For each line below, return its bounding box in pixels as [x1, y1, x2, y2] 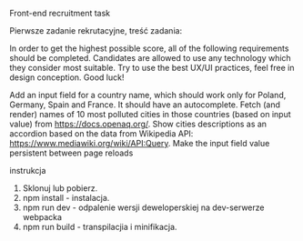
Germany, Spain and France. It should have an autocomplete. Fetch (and [9, 99, 280, 110]
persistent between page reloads [9, 147, 134, 158]
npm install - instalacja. [22, 193, 110, 203]
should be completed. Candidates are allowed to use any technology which [9, 53, 291, 63]
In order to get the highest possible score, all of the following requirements [9, 43, 289, 54]
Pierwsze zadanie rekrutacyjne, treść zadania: [9, 25, 183, 35]
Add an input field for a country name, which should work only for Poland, [9, 90, 287, 100]
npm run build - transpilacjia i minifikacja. [22, 222, 177, 232]
